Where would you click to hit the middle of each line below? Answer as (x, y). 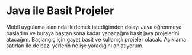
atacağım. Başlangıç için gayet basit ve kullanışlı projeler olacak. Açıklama (96, 39)
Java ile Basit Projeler (60, 11)
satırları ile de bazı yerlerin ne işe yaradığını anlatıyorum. (75, 46)
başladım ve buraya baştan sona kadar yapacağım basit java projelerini (93, 33)
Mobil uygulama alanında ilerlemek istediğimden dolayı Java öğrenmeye (94, 27)
